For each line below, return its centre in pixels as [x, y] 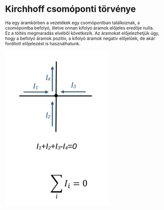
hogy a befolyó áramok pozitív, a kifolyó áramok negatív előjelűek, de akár [80, 38]
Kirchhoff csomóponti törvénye [70, 9]
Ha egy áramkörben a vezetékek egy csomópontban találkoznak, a [72, 23]
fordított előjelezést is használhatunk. [43, 43]
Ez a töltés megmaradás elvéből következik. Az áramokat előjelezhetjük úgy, [82, 33]
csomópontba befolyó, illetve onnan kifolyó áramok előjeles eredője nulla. [80, 28]
